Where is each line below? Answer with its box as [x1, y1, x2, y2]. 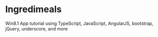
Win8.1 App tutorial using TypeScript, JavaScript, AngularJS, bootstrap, [5, 20, 153, 26]
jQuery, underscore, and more [5, 25, 68, 31]
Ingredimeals [5, 4, 62, 15]
